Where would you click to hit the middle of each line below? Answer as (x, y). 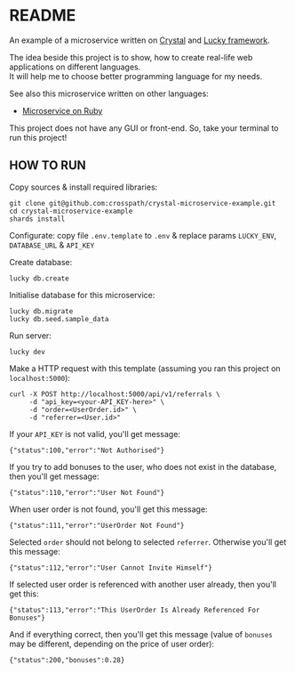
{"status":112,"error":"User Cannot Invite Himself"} (111, 568)
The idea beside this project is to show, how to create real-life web (131, 57)
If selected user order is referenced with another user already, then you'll (143, 584)
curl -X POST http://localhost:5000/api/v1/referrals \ (115, 394)
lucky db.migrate (41, 311)
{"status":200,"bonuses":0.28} (67, 660)
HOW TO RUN (48, 166)
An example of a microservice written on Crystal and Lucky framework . (140, 40)
